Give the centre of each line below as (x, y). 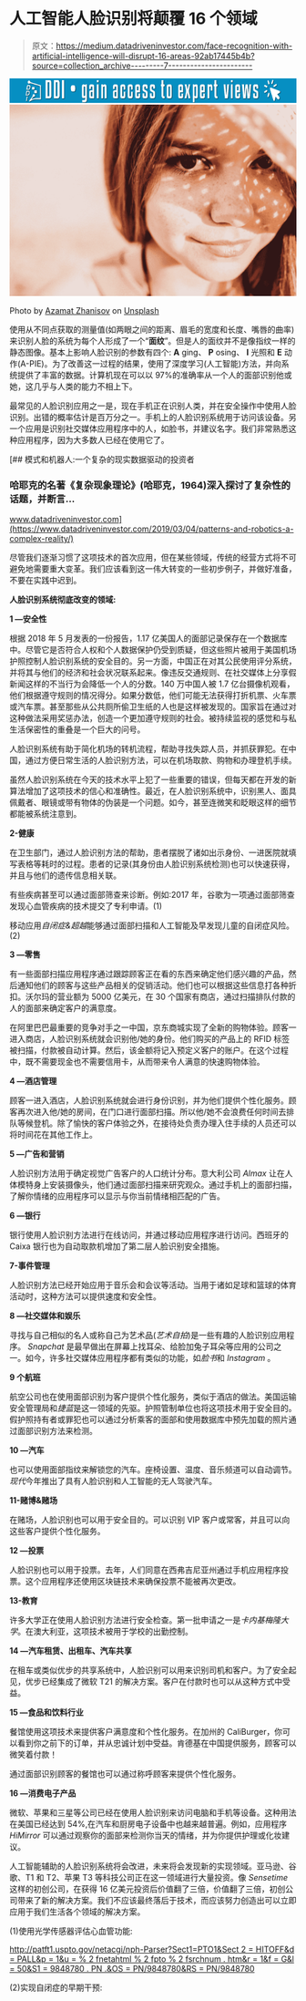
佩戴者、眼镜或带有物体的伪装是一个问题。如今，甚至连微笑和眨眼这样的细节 (153, 802)
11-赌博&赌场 (34, 1501)
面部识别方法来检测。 (57, 1431)
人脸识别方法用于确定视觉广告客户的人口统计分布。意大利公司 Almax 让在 (147, 1173)
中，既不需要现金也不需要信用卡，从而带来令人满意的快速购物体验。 (137, 1062)
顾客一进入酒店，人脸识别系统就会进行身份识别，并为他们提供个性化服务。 (149, 1100)
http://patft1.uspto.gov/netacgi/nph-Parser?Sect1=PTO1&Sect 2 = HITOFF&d (152, 1949)
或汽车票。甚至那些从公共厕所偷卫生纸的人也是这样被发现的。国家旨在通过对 (153, 707)
